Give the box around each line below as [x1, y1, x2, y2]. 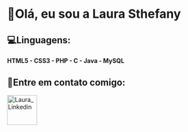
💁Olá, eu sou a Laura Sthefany [7, 6, 181, 22]
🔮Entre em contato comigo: [7, 77, 126, 88]
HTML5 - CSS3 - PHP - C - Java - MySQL [7, 57, 125, 65]
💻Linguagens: [7, 34, 71, 46]
